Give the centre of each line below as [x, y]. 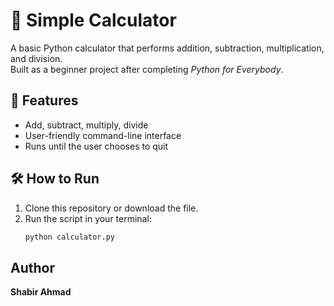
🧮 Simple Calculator [93, 20]
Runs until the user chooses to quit [96, 146]
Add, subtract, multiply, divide [86, 125]
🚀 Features [44, 100]
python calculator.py [69, 237]
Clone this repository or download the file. [111, 208]
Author [32, 267]
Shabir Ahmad [41, 292]
